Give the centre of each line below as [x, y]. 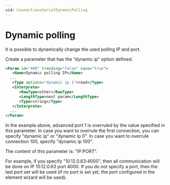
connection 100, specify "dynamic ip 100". [49, 142]
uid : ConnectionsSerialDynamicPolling [46, 10]
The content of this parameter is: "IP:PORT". [51, 151]
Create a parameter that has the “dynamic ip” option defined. [69, 59]
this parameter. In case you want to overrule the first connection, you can [82, 131]
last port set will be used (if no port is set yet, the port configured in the [80, 172]
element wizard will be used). [36, 177]
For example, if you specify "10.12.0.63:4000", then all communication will [82, 161]
